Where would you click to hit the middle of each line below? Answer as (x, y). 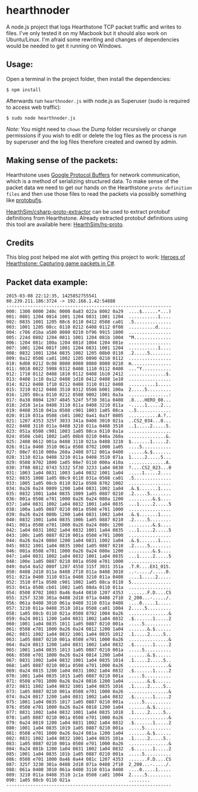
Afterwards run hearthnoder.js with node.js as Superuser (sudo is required (98, 101)
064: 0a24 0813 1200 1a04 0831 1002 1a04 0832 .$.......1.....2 (89, 645)
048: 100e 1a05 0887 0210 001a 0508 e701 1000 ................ (89, 562)
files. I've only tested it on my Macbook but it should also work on (87, 33)
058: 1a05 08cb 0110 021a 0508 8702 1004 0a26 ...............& (89, 613)
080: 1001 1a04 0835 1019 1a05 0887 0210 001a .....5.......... (89, 728)
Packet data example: (47, 282)
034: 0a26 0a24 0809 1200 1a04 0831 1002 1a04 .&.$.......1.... (89, 489)
